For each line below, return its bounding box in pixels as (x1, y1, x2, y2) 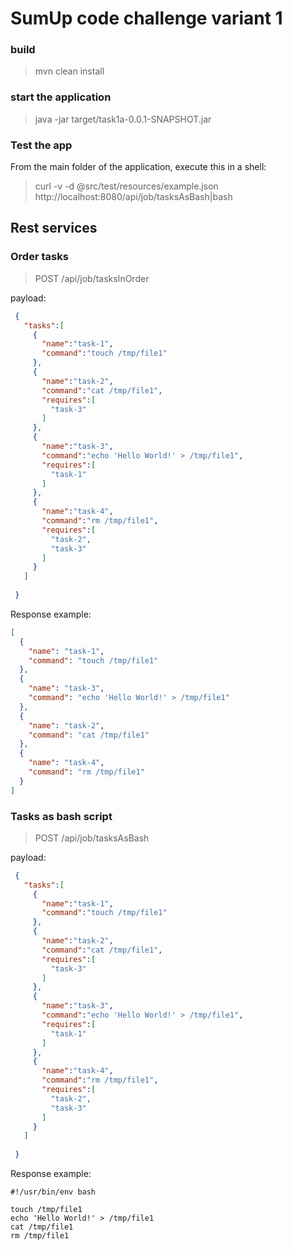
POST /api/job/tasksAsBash (34, 832, 150, 844)
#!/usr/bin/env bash (10, 1187, 97, 1197)
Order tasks (10, 250, 69, 264)
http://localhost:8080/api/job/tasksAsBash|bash (34, 191, 233, 203)
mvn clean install (34, 65, 105, 77)
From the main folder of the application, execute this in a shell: (10, 161, 267, 173)
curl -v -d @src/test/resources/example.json (34, 180, 219, 192)
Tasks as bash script (10, 809, 113, 823)
